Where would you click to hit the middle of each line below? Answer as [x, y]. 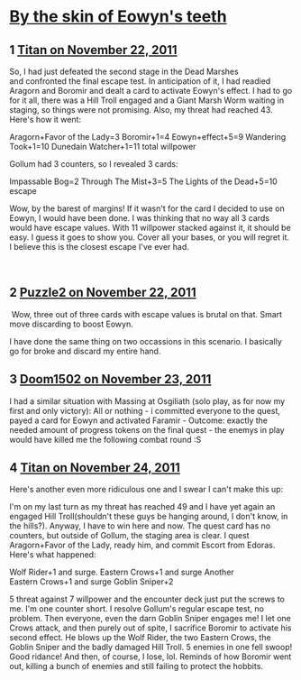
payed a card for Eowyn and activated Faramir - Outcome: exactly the [139, 420]
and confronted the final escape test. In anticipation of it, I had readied [140, 81]
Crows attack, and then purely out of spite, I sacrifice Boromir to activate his [150, 628]
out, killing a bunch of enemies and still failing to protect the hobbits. [137, 666]
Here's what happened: [53, 555]
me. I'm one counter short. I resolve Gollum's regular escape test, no [137, 609]
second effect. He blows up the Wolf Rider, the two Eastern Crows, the [141, 638]
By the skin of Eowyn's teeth [118, 17]
